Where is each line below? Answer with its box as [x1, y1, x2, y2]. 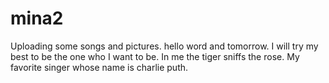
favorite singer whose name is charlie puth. [10, 61, 189, 73]
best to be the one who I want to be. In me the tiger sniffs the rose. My [10, 50, 300, 62]
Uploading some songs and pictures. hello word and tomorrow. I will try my [10, 40, 319, 52]
